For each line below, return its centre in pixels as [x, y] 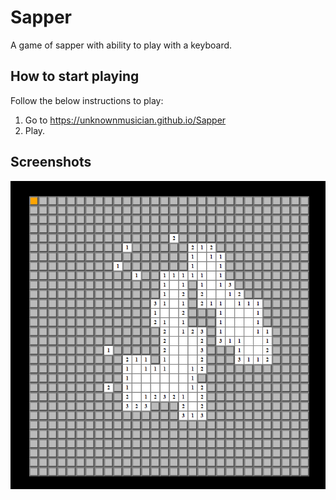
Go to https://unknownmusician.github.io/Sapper [125, 120]
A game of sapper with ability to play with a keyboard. [121, 45]
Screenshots [51, 162]
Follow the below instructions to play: [87, 100]
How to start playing [75, 76]
